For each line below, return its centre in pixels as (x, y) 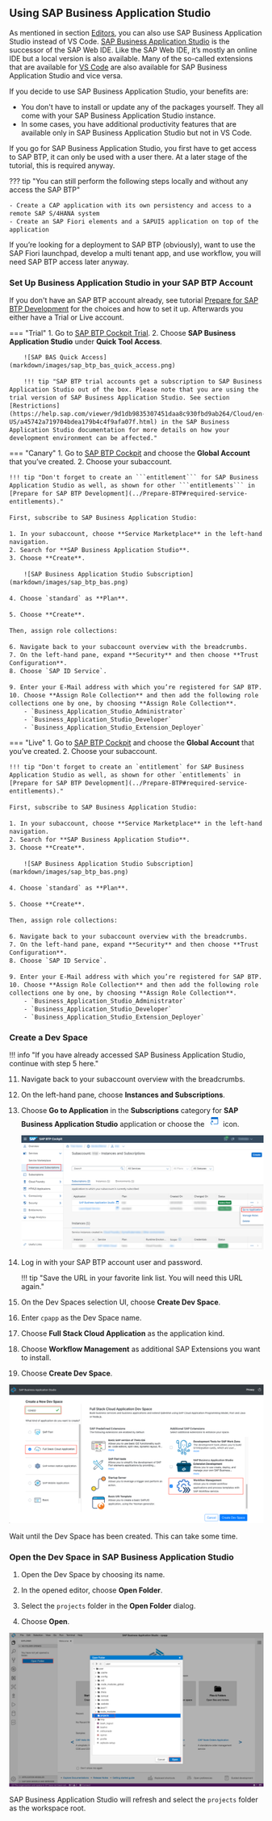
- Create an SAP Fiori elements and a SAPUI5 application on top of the (134, 221)
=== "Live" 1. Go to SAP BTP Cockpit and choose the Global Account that (132, 743)
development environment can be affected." (84, 438)
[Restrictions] (35, 406)
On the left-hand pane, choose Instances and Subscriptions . (123, 1095)
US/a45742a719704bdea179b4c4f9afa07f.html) (84, 422)
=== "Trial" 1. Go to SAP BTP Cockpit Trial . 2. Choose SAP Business (123, 333)
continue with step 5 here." (54, 1064)
